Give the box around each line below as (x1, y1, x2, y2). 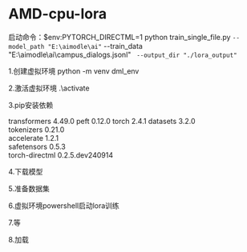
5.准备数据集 (8, 183, 50, 193)
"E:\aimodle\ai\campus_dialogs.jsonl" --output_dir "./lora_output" (8, 50, 238, 59)
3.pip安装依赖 (8, 100, 54, 110)
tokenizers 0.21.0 (8, 125, 65, 134)
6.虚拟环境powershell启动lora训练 (8, 201, 120, 210)
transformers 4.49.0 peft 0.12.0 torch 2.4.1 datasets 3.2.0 (8, 116, 196, 126)
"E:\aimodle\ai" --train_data (47, 41, 143, 50)
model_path (8, 42, 45, 50)
